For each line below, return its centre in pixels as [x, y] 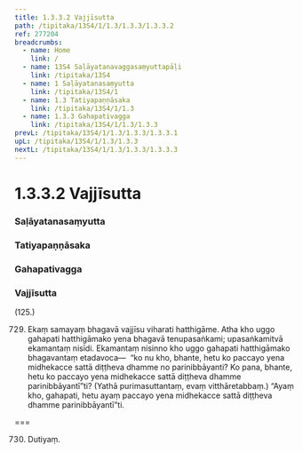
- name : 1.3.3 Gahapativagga [76, 116]
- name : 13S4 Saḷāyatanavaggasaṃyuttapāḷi [102, 68]
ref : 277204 [36, 34]
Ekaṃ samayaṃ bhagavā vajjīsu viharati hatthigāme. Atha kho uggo [151, 329]
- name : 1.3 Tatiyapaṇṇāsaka [76, 100]
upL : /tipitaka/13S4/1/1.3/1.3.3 [76, 141]
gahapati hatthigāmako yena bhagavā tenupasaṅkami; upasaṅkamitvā [155, 338]
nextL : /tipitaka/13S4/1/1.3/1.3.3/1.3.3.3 [96, 149]
